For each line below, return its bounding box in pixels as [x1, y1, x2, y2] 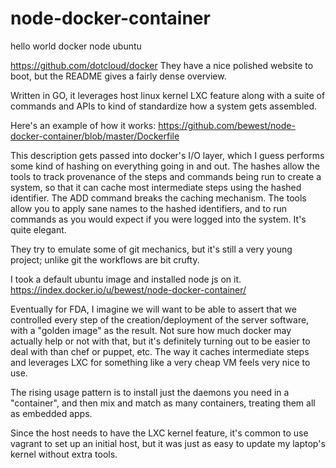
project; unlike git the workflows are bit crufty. [10, 253, 200, 266]
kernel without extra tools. [10, 448, 118, 460]
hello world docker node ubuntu [10, 40, 142, 52]
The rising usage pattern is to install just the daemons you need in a [10, 386, 290, 398]
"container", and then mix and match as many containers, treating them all [10, 397, 316, 409]
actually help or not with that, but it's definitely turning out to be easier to [10, 335, 311, 347]
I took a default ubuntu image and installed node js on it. [10, 273, 242, 285]
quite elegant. [10, 223, 67, 236]
